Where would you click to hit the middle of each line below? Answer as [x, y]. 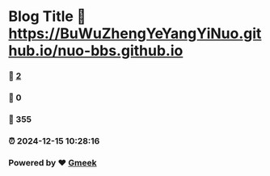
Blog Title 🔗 [47, 17]
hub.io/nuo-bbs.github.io [96, 51]
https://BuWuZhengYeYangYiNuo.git [135, 34]
